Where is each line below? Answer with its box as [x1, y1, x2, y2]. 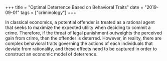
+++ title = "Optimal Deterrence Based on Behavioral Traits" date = [5, 4, 144, 10]
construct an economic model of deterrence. [5, 51, 98, 57]
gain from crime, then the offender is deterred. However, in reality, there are [5, 35, 162, 41]
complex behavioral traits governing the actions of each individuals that [5, 40, 153, 46]
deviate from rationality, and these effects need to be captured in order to [5, 46, 157, 51]
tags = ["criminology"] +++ [20, 9, 77, 15]
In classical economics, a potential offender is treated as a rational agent [5, 19, 155, 25]
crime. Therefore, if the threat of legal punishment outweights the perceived [5, 30, 162, 35]
